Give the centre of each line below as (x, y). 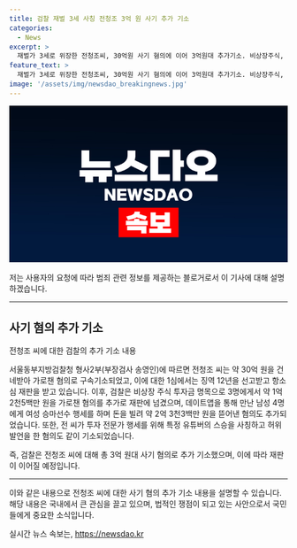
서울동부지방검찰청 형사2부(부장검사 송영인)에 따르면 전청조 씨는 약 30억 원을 (142, 370)
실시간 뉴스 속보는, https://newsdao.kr (76, 534)
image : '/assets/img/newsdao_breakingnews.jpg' (99, 84)
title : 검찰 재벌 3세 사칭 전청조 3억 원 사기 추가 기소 (99, 19)
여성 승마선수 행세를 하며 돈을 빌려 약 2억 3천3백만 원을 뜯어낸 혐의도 (144, 414)
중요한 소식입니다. (63, 515)
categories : (31, 28)
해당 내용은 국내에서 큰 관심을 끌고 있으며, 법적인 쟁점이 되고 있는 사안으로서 (140, 504)
